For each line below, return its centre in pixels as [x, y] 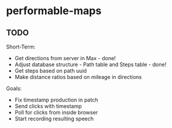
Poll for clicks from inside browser [56, 112]
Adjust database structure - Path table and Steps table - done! [90, 64]
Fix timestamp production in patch [56, 100]
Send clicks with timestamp [48, 106]
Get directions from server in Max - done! [65, 58]
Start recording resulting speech [54, 119]
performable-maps [54, 11]
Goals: [14, 88]
